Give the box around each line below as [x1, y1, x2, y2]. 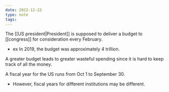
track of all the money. [5, 62, 52, 68]
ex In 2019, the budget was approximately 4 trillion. [12, 46, 120, 52]
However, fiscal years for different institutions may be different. [12, 81, 145, 87]
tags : [5, 17, 17, 22]
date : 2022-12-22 [5, 7, 42, 13]
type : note [5, 12, 29, 17]
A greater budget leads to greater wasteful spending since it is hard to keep [5, 56, 164, 62]
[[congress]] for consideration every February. [5, 36, 103, 42]
